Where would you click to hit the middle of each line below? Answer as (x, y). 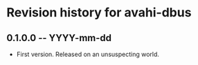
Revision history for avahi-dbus (99, 13)
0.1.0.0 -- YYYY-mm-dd (59, 38)
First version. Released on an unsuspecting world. (88, 54)
